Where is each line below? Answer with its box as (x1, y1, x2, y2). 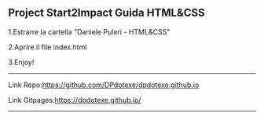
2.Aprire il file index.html (8, 42, 87, 52)
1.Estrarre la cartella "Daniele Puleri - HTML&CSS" (8, 27, 170, 36)
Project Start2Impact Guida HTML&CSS (8, 6, 206, 20)
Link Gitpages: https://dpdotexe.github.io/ (8, 95, 141, 104)
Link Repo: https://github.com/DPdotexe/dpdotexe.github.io (8, 80, 200, 89)
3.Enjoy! (8, 57, 35, 67)
